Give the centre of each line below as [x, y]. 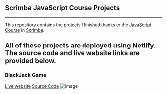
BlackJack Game [26, 75]
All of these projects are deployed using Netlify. [80, 46]
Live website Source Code [32, 86]
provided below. [31, 61]
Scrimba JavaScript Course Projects [63, 8]
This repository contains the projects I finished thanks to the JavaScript [78, 25]
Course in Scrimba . [25, 30]
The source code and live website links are [73, 53]
